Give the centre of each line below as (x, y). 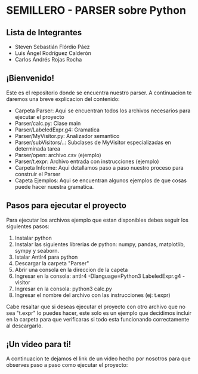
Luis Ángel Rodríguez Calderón (53, 53)
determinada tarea (38, 148)
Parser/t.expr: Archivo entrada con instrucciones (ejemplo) (87, 161)
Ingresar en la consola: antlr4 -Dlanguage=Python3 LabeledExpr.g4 (98, 276)
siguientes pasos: (28, 226)
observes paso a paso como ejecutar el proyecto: (67, 365)
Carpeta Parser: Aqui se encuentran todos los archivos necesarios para (103, 111)
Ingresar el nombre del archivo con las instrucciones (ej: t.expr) (93, 295)
